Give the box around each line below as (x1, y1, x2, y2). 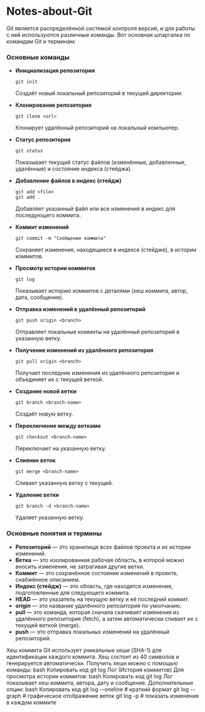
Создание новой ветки (15, 388, 76, 395)
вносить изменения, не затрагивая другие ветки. (15, 563, 145, 570)
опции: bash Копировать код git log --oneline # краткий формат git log (6, 686, 189, 693)
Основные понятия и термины (6, 529, 102, 538)
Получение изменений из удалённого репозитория (15, 347, 154, 354)
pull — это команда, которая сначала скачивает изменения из (15, 608, 179, 616)
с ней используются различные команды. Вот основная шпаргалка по (6, 31, 191, 38)
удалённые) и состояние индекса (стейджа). (15, 165, 133, 172)
